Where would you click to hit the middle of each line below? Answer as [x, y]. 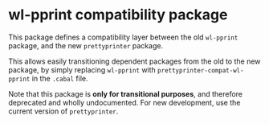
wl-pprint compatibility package [118, 15]
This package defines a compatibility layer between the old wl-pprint [123, 37]
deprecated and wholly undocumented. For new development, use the [124, 102]
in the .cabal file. [60, 78]
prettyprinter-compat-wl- [201, 70]
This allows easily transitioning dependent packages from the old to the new [134, 61]
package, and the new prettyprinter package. [86, 45]
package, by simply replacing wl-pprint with [82, 69]
